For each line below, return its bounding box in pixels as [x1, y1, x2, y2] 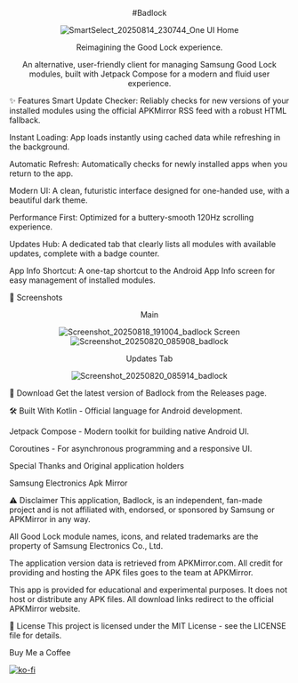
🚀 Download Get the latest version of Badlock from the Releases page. [9, 388, 267, 398]
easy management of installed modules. [9, 275, 156, 285]
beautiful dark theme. [9, 195, 88, 205]
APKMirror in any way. [9, 514, 91, 524]
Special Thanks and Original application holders [9, 461, 185, 470]
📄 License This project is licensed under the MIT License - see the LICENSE [9, 621, 286, 631]
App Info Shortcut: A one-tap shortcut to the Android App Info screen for [9, 266, 276, 276]
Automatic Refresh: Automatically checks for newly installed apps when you [9, 159, 287, 169]
